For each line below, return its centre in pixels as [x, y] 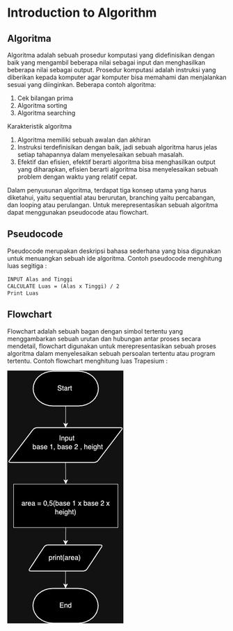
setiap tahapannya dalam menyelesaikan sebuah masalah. [101, 155]
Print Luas [23, 293]
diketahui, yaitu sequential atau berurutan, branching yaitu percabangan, [111, 197]
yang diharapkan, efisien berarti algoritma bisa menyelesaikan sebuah [118, 169]
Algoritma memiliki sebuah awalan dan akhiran [84, 140]
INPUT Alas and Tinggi [40, 279]
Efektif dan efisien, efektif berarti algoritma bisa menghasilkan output [116, 162]
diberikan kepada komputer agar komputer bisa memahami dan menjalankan [117, 77]
